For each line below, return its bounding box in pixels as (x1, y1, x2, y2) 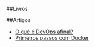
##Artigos (6, 17, 31, 23)
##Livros (6, 5, 28, 12)
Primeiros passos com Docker (14, 35, 90, 41)
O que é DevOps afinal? (14, 28, 73, 35)
